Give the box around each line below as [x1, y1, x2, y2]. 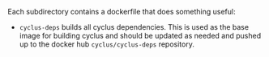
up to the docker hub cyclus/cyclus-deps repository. [19, 39, 195, 49]
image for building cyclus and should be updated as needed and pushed [19, 31, 261, 40]
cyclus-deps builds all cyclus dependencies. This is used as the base [19, 22, 249, 31]
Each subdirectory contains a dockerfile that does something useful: [7, 7, 236, 16]
